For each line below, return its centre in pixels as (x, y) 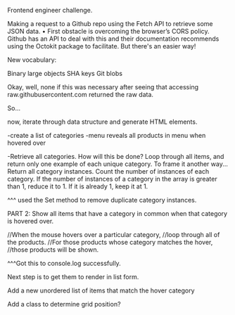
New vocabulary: (32, 60)
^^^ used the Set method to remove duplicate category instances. (102, 200)
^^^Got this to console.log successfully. (64, 263)
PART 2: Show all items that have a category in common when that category (117, 213)
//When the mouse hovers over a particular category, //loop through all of (114, 234)
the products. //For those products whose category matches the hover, (110, 242)
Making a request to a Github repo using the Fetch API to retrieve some (110, 24)
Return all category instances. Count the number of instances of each (108, 171)
